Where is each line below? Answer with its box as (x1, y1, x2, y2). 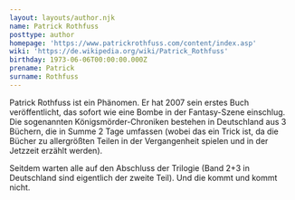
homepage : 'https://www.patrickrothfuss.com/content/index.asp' (9, 38, 257, 48)
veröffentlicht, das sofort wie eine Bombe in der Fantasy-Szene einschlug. (9, 106, 286, 118)
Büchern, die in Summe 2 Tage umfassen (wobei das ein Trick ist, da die (9, 126, 279, 137)
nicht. (9, 182, 31, 193)
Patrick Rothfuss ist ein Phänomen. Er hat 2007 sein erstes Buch (9, 97, 250, 108)
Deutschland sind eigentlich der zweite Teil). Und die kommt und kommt (9, 172, 278, 183)
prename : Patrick (9, 64, 75, 73)
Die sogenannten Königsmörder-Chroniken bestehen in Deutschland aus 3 (9, 116, 287, 127)
